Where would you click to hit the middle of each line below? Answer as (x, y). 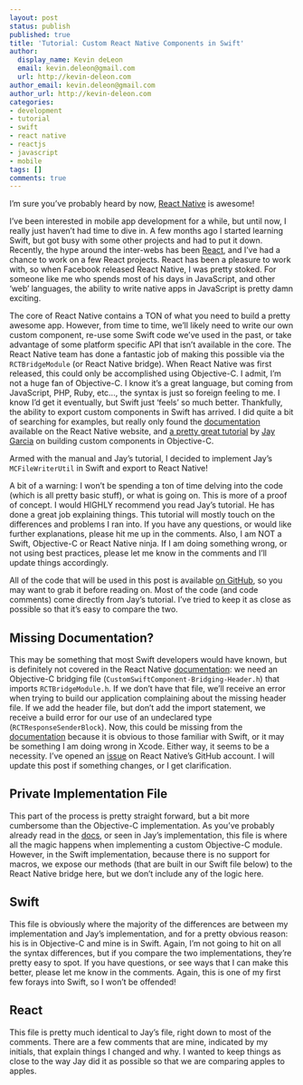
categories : (32, 102)
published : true (40, 34)
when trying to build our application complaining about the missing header (148, 698)
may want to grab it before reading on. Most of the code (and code (134, 590)
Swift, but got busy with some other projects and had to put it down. (136, 240)
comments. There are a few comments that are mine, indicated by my (139, 1041)
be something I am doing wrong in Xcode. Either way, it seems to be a (139, 746)
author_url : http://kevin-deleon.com (80, 93)
